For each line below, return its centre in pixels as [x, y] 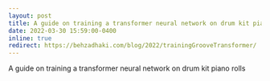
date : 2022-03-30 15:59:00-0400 [62, 30]
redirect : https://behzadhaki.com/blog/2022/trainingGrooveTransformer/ [133, 46]
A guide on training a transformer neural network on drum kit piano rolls [127, 68]
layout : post [30, 16]
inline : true [30, 38]
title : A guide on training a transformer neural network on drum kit [129, 23]
